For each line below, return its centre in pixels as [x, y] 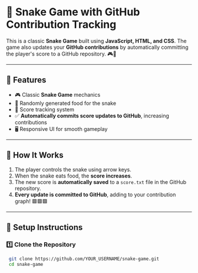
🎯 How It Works [35, 155]
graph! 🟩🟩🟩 [31, 201]
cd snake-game [26, 265]
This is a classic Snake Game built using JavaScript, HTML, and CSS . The [96, 41]
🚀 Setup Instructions [44, 227]
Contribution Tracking [61, 24]
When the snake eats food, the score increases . [73, 176]
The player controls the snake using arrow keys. [73, 169]
